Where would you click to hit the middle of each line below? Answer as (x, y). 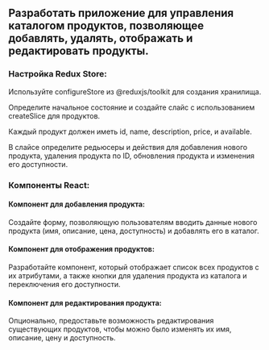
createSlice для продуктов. (54, 115)
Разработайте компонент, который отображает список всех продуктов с (134, 267)
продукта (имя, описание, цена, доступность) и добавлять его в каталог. (134, 231)
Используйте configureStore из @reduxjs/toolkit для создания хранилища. (135, 91)
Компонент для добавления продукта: (77, 204)
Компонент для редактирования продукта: (85, 302)
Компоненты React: (49, 185)
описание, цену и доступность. (62, 338)
